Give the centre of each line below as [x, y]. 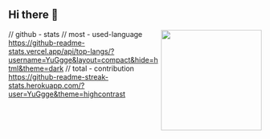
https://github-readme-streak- [58, 76]
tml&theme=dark [36, 68]
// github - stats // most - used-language [76, 34]
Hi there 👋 [33, 15]
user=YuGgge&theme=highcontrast [67, 94]
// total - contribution [100, 68]
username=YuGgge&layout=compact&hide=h [83, 59]
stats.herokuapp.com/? [47, 85]
